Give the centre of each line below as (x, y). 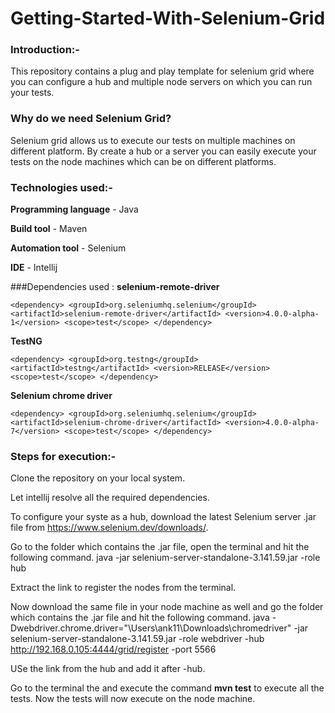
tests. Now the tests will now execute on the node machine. (133, 699)
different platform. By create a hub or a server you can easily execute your (163, 151)
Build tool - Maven (49, 229)
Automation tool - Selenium (68, 248)
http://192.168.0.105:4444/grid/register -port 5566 (113, 649)
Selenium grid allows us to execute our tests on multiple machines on (153, 140)
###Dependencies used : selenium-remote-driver (115, 287)
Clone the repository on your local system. (98, 478)
